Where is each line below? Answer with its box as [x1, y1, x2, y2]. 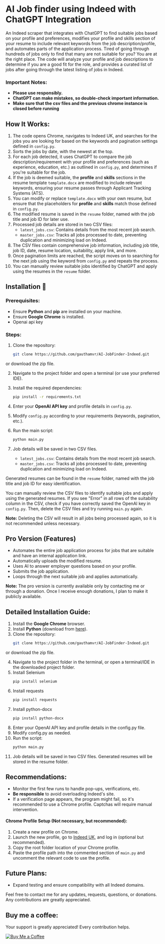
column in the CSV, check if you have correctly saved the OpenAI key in [5, 500, 151, 506]
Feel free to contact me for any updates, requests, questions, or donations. [5, 892, 157, 897]
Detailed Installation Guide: [5, 607, 90, 616]
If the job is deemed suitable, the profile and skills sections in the [12, 175, 146, 181]
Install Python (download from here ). [12, 626, 88, 632]
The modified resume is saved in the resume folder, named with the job [12, 211, 155, 217]
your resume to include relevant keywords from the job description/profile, [5, 40, 156, 46]
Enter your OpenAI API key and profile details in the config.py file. [12, 725, 145, 731]
